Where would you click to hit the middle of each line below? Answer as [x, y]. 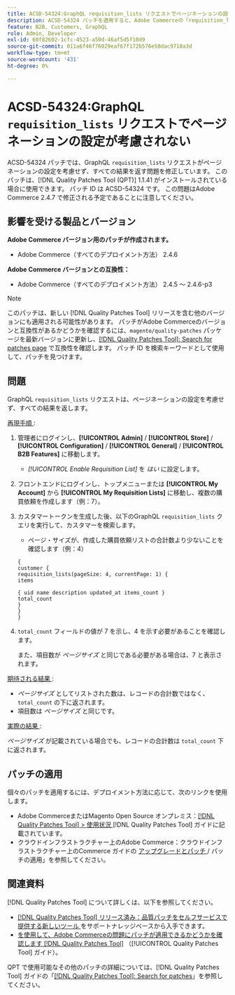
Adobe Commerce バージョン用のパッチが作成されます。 [90, 240]
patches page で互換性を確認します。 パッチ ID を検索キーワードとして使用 [116, 348]
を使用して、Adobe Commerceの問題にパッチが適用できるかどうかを [117, 935]
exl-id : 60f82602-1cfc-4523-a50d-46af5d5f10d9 [76, 40]
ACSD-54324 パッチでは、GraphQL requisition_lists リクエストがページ [115, 162]
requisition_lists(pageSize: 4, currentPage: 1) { [93, 575]
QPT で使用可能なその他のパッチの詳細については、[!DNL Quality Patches [113, 967]
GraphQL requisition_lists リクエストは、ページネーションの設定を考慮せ [116, 399]
